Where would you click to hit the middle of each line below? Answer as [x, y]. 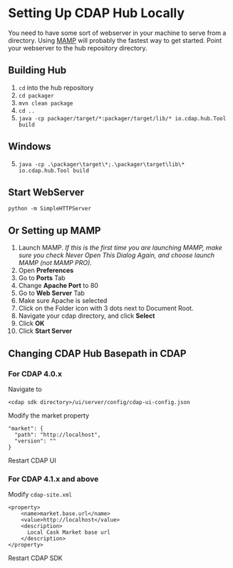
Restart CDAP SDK [35, 558]
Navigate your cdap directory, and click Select [87, 316]
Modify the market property [49, 415]
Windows [30, 146]
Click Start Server [45, 331]
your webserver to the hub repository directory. [78, 48]
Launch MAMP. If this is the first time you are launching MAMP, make [120, 248]
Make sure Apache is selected [63, 301]
